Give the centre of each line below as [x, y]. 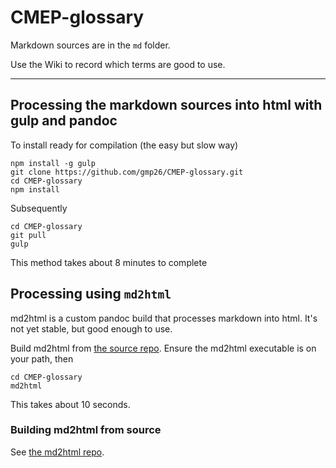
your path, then [42, 358]
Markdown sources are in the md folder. [90, 45]
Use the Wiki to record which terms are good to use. [118, 64]
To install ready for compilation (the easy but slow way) [124, 145]
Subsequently [39, 208]
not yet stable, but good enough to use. [91, 328]
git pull [28, 235]
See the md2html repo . [57, 452]
